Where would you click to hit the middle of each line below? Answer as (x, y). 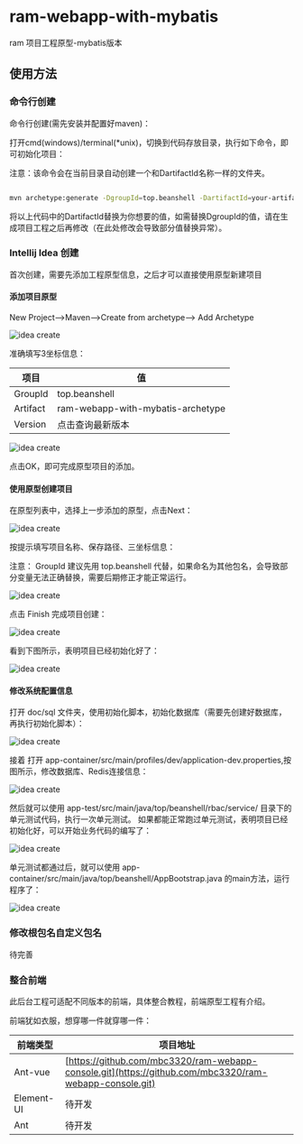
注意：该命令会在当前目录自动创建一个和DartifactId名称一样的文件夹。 (140, 172)
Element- (34, 1098)
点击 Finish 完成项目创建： (58, 614)
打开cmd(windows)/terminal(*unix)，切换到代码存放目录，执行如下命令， (145, 143)
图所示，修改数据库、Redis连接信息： (79, 771)
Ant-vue (32, 1072)
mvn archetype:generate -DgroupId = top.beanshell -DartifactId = (131, 198)
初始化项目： (41, 153)
